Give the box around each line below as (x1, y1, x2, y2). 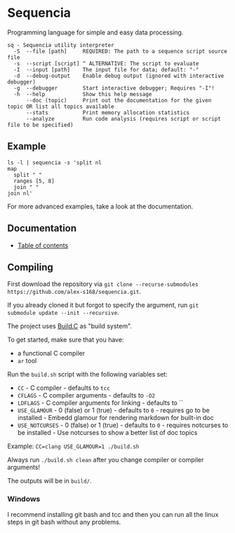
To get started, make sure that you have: (7, 335, 124, 344)
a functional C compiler (17, 349, 86, 358)
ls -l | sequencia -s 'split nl (7, 159, 102, 166)
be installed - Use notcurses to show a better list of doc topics (17, 429, 198, 437)
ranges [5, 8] (13, 177, 55, 184)
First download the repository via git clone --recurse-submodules (7, 280, 199, 288)
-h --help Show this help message (13, 90, 152, 97)
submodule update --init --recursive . (7, 309, 119, 317)
